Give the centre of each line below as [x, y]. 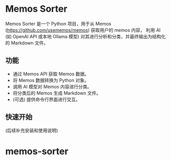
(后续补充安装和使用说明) [32, 130]
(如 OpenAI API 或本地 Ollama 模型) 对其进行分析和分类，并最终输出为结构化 [85, 36]
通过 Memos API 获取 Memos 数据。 [51, 74]
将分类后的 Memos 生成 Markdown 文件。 [57, 93]
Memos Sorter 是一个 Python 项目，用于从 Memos [58, 24]
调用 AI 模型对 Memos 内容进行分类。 [52, 86]
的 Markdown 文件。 [27, 43]
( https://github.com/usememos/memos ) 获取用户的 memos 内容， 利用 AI [83, 30]
